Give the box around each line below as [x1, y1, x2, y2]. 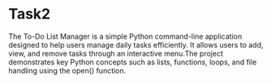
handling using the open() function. [8, 65, 127, 75]
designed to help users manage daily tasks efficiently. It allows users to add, [8, 39, 264, 49]
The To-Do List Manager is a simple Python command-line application [8, 31, 243, 41]
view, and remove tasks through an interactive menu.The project [8, 48, 223, 58]
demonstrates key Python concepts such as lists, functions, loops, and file [8, 57, 257, 67]
